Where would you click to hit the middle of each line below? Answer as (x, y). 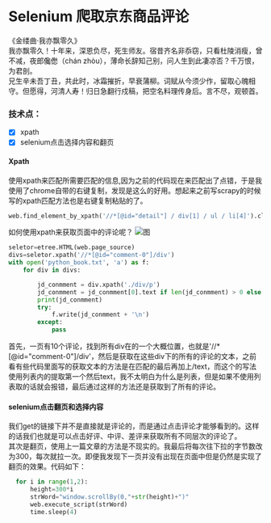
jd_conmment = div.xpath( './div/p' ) (99, 285)
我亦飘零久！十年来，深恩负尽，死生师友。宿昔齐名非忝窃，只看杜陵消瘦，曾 (135, 50)
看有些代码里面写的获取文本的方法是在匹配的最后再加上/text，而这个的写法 (132, 367)
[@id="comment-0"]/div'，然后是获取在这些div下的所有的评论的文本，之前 (132, 356)
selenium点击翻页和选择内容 (56, 407)
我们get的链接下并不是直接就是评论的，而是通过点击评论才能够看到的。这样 (134, 426)
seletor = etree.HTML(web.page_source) (72, 247)
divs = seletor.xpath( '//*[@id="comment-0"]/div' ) (92, 255)
